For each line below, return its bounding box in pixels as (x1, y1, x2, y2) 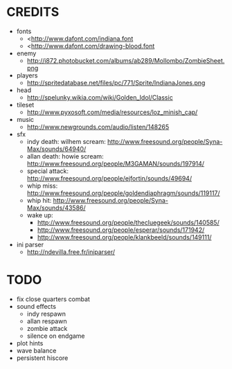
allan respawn (26, 316, 67, 325)
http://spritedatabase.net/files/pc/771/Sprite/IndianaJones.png (26, 78, 206, 87)
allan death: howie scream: (26, 152, 105, 160)
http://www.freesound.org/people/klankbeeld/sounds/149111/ (37, 233, 212, 241)
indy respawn (26, 309, 66, 318)
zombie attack (26, 324, 68, 332)
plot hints (16, 339, 44, 347)
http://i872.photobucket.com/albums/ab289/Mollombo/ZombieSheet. (26, 56, 225, 64)
